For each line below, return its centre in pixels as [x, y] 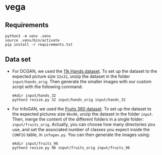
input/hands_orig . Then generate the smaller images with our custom [82, 81]
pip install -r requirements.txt [39, 45]
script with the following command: [47, 86]
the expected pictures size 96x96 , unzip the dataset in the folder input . [82, 114]
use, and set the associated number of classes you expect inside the [81, 129]
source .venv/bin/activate [32, 40]
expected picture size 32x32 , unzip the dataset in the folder [71, 76]
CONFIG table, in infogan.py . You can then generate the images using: [81, 135]
